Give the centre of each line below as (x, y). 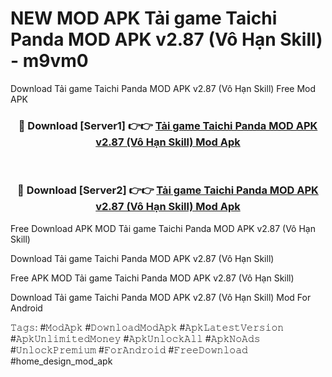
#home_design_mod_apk (61, 361)
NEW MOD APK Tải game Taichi (144, 18)
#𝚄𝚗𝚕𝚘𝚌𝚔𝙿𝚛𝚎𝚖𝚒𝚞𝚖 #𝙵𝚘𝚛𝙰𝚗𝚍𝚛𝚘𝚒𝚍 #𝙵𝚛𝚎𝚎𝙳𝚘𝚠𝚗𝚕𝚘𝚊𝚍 (129, 349)
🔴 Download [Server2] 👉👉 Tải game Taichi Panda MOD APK (168, 190)
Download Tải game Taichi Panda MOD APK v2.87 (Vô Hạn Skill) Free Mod (163, 88)
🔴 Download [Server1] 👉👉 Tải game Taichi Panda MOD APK (168, 125)
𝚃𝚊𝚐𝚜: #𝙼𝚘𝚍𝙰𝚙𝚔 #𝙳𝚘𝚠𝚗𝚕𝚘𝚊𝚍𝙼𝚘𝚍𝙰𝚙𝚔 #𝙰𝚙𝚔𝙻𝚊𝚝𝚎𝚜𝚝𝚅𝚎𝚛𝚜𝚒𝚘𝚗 (147, 327)
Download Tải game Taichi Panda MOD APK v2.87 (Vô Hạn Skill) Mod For (161, 297)
